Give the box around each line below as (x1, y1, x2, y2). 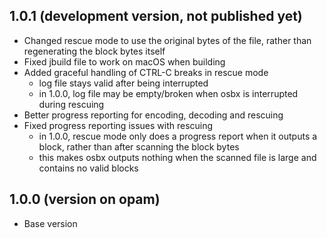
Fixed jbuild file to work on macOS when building (23, 55, 226, 68)
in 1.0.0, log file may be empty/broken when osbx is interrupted (38, 87, 299, 99)
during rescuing (38, 98, 105, 110)
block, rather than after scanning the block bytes (38, 140, 240, 153)
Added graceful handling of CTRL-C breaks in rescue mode (23, 66, 269, 78)
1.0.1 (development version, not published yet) (9, 8, 303, 25)
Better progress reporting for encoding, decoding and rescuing (23, 109, 284, 121)
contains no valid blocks (38, 162, 139, 174)
